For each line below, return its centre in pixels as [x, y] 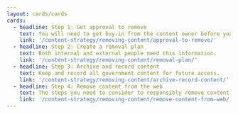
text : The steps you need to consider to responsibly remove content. [126, 93]
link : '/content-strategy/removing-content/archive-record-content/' [125, 80]
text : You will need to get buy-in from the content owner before [120, 34]
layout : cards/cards [37, 14]
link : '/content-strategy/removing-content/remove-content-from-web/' [126, 100]
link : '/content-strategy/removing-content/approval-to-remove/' [118, 40]
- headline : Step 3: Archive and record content [86, 67]
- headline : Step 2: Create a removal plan [78, 47]
